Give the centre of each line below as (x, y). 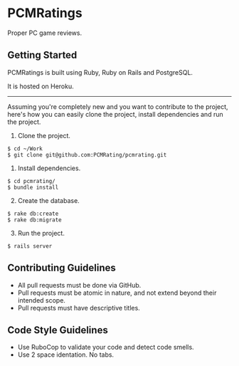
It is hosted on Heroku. (41, 86)
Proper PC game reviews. (45, 33)
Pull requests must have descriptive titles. (79, 308)
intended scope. (42, 300)
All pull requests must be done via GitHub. (79, 285)
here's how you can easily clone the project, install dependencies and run (115, 114)
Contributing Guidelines (62, 268)
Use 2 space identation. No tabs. (66, 355)
